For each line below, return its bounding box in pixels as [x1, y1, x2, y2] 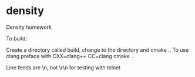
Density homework [6, 24, 52, 31]
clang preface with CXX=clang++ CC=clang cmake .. [6, 52, 135, 59]
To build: [6, 35, 28, 42]
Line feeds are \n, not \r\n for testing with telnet [6, 63, 121, 71]
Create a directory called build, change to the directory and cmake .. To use [6, 46, 189, 53]
